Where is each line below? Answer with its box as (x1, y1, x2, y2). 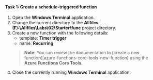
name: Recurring (19, 40, 54, 46)
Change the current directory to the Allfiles (12, 20, 99, 26)
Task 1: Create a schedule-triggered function (5, 4, 97, 10)
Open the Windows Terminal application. (12, 15, 95, 20)
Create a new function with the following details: (12, 30, 109, 36)
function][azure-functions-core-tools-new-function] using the (24, 55, 149, 61)
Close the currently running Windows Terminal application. (12, 69, 131, 75)
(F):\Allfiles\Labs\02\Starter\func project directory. (12, 25, 117, 31)
